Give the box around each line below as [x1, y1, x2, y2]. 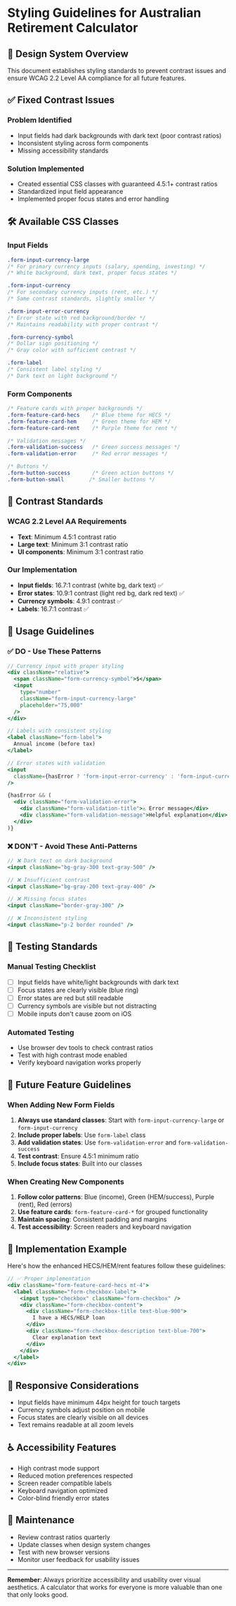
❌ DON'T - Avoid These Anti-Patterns [7, 841, 138, 851]
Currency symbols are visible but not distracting [17, 1001, 157, 1010]
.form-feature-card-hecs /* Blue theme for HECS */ [7, 411, 171, 419]
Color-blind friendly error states [17, 1494, 110, 1502]
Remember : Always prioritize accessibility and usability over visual [7, 1575, 202, 1584]
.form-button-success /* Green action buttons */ [7, 469, 174, 477]
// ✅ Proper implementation [7, 1275, 91, 1283]
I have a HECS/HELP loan [32, 1314, 105, 1321]
